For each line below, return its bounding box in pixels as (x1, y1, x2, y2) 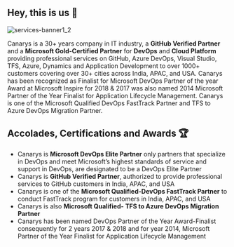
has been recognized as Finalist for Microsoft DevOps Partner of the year (7, 76, 219, 85)
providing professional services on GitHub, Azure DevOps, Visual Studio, (7, 54, 217, 62)
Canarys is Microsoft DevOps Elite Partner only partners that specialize (17, 149, 226, 158)
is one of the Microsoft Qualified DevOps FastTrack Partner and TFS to (7, 99, 212, 107)
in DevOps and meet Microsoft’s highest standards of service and (17, 157, 207, 166)
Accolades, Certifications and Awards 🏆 (7, 128, 189, 140)
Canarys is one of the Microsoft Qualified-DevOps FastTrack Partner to (17, 187, 228, 195)
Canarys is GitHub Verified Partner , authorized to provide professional (17, 172, 223, 180)
